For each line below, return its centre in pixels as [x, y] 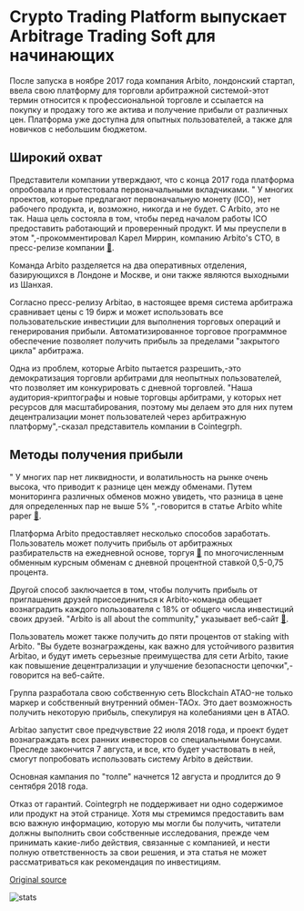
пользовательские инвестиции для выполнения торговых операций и [145, 322]
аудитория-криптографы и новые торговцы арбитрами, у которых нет [146, 397]
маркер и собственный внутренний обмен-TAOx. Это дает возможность [151, 702]
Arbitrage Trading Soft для [112, 36]
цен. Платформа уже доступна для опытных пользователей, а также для [151, 119]
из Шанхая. [31, 284]
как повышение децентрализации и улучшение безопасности [130, 665]
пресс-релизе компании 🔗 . [62, 247]
